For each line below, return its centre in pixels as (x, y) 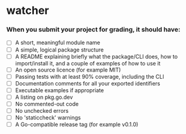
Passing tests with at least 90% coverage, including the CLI (89, 76)
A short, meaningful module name (57, 42)
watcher (28, 11)
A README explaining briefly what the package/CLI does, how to (96, 56)
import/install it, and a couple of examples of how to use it (88, 63)
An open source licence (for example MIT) (68, 70)
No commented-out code (47, 104)
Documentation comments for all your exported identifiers (88, 83)
